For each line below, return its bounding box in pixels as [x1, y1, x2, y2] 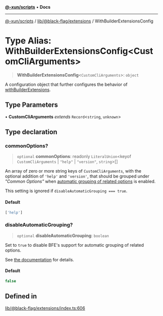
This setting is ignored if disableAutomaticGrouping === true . [5, 188, 128, 194]
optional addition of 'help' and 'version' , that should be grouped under [5, 173, 149, 179]
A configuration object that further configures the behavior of [5, 81, 128, 87]
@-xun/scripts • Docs [5, 4, 51, 10]
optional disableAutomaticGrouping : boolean [16, 233, 109, 238]
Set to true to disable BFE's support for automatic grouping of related [5, 242, 144, 248]
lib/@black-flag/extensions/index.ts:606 [5, 305, 85, 311]
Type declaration [5, 128, 57, 136]
